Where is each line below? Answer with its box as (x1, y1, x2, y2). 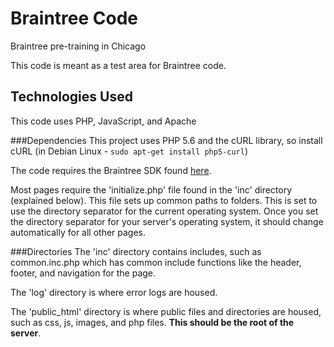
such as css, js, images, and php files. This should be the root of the (10, 316, 295, 328)
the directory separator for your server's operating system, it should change (10, 215, 324, 227)
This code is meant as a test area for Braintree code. (10, 59, 227, 71)
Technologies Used (10, 88, 133, 106)
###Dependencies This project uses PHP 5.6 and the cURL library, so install (10, 134, 323, 146)
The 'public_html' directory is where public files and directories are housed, (10, 305, 322, 317)
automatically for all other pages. (10, 226, 147, 238)
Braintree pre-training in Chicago (10, 40, 147, 52)
